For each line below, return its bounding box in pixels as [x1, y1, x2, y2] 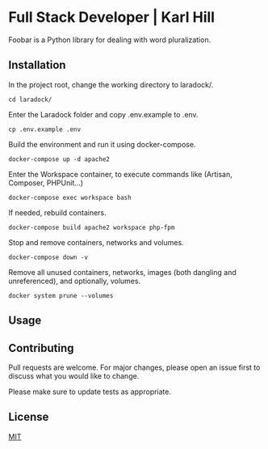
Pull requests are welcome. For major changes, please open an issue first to [8, 362, 261, 372]
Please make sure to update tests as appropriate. [8, 387, 172, 396]
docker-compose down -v [8, 253, 89, 261]
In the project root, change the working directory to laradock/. [8, 79, 214, 89]
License [8, 410, 49, 424]
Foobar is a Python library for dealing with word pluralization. [8, 35, 211, 44]
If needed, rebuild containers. [8, 207, 107, 218]
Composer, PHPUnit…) [8, 178, 83, 188]
